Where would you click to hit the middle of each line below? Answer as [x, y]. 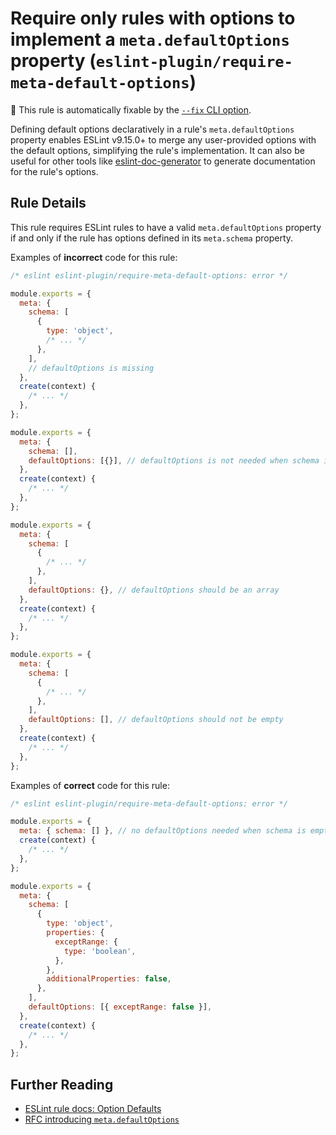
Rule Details [48, 203]
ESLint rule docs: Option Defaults [93, 1109]
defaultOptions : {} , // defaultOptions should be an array [154, 590]
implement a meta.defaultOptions [150, 39]
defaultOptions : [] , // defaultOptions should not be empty [156, 720]
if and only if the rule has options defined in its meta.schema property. [152, 238]
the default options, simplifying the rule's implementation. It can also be [157, 150]
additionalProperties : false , [109, 979]
